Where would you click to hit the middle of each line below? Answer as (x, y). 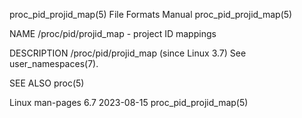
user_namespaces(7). (54, 63)
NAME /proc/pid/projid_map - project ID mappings (113, 33)
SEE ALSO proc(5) (47, 83)
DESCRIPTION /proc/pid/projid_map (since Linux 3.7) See (128, 53)
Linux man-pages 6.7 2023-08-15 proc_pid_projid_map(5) (129, 102)
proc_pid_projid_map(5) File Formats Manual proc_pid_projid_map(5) (151, 14)
